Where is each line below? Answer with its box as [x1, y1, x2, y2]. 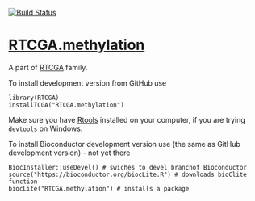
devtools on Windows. [8, 124, 83, 133]
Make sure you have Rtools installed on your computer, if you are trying [8, 115, 246, 124]
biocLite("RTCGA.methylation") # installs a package [8, 184, 190, 193]
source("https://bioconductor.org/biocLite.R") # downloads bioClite [8, 170, 248, 178]
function [8, 178, 38, 186]
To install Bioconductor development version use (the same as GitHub [8, 139, 240, 149]
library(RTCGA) [8, 94, 60, 102]
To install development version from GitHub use [8, 77, 167, 88]
